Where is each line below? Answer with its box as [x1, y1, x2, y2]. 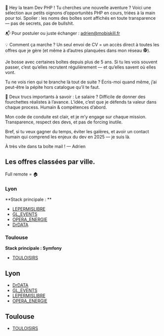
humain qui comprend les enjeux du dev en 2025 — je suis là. [5, 134, 131, 140]
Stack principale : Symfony [5, 245, 62, 251]
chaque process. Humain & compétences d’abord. [5, 104, 107, 110]
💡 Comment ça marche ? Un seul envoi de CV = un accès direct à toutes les [5, 42, 160, 47]
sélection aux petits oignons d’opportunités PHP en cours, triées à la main [5, 10, 156, 16]
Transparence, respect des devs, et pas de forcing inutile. [5, 119, 123, 125]
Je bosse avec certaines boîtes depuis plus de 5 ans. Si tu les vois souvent [5, 59, 158, 65]
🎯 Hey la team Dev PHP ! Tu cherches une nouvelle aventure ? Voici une [5, 5, 152, 10]
